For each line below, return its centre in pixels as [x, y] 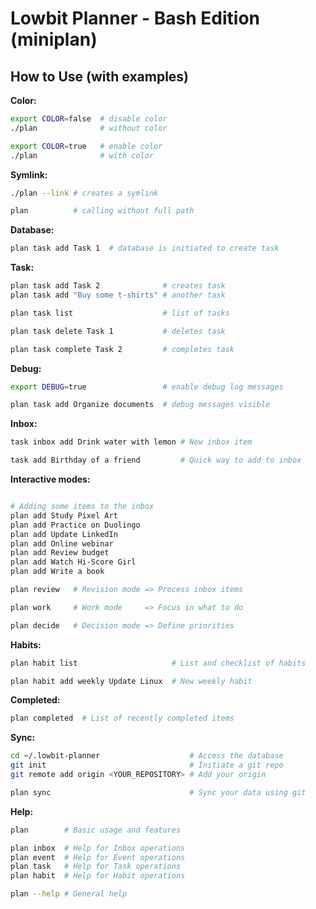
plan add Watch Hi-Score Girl [73, 562]
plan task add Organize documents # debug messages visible [140, 405]
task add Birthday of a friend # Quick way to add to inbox [156, 460]
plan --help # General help [69, 894]
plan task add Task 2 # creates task [118, 286]
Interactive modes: [50, 479]
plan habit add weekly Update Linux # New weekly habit [131, 681]
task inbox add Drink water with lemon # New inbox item [131, 442]
